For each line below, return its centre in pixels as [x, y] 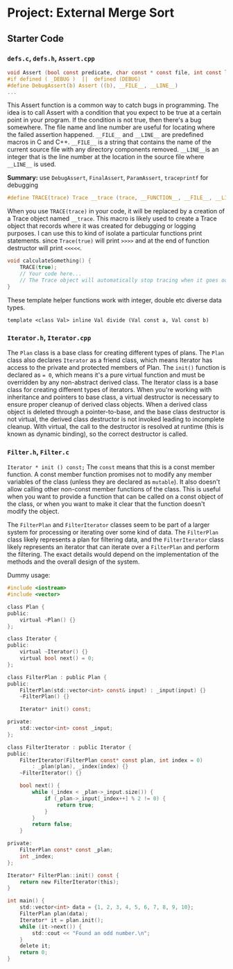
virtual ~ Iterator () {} [54, 652]
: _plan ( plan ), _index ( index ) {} [80, 767]
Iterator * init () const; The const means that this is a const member [111, 467]
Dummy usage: [29, 576]
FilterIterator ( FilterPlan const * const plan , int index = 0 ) [111, 760]
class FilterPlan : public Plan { [57, 677]
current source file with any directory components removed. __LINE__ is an [113, 149]
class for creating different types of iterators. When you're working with [110, 389]
